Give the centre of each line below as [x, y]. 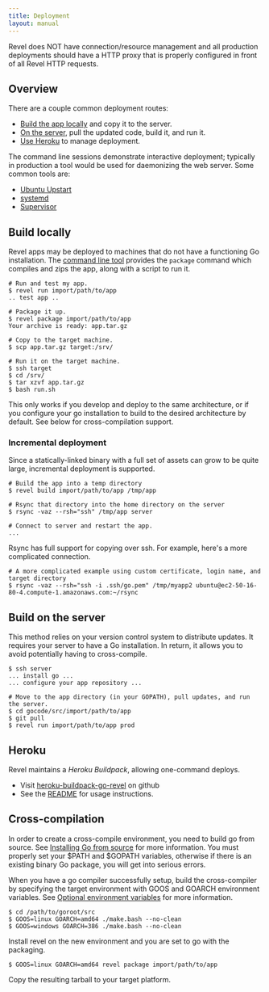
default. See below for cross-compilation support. [91, 422]
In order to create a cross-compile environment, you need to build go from [132, 839]
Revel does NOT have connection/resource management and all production [133, 46]
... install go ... [41, 676]
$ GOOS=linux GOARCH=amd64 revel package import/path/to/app [113, 965]
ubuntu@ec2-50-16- [227, 586]
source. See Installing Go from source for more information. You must [124, 847]
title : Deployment [39, 16]
